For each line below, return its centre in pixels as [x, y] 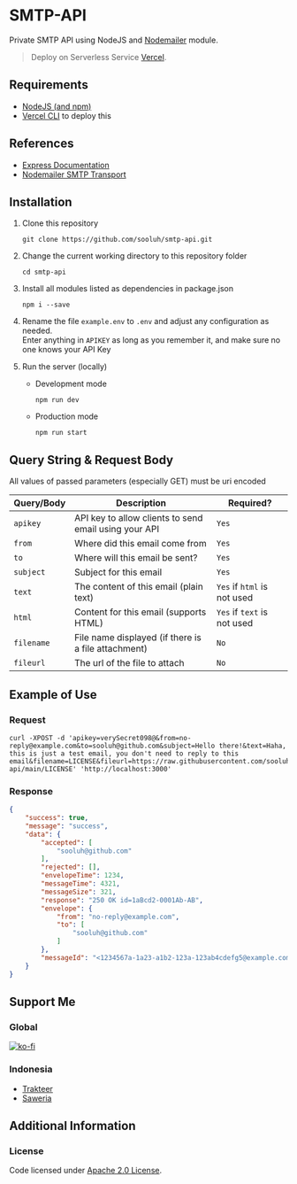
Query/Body [40, 503]
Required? [250, 503]
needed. [37, 331]
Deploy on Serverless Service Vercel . [99, 57]
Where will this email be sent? [136, 558]
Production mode [67, 416]
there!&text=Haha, [253, 746]
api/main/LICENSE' [43, 769]
